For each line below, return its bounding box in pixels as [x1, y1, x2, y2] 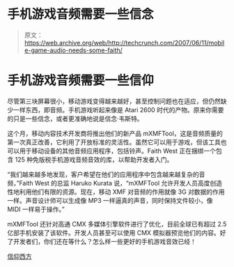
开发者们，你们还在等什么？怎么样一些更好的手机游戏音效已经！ [13, 237, 196, 245]
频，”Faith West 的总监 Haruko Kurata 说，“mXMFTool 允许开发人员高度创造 [7, 178, 223, 187]
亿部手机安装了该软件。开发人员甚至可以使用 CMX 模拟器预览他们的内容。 [7, 228, 221, 237]
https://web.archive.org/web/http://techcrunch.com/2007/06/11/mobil [24, 38, 225, 47]
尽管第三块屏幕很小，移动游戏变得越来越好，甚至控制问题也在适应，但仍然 [7, 97, 221, 105]
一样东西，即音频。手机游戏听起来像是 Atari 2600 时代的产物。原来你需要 [13, 105, 224, 114]
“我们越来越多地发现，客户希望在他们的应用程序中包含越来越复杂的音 [7, 170, 205, 178]
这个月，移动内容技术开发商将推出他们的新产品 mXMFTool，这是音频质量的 [7, 129, 223, 137]
